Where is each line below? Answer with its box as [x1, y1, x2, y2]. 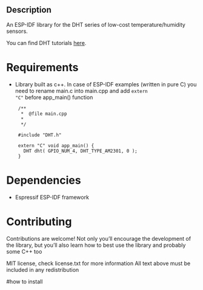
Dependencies [6, 173, 81, 187]
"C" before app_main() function [15, 94, 93, 101]
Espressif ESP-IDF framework [15, 193, 90, 201]
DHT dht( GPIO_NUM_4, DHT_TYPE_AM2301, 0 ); [23, 148, 138, 154]
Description [6, 5, 52, 15]
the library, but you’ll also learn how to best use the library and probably [6, 241, 186, 249]
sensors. [6, 27, 28, 35]
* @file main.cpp [21, 111, 67, 117]
